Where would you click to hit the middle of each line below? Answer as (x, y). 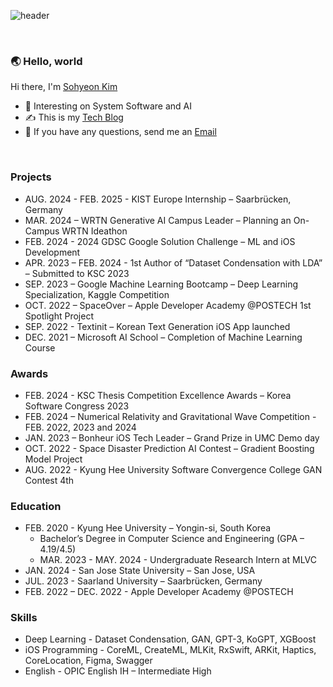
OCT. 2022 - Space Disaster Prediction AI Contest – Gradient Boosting (169, 448)
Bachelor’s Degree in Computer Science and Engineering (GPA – (172, 539)
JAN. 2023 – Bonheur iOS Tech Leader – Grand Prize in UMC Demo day (172, 437)
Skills (24, 618)
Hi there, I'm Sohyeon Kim (64, 87)
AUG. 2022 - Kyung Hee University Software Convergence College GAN (173, 469)
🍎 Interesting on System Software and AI (108, 106)
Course (40, 347)
